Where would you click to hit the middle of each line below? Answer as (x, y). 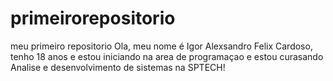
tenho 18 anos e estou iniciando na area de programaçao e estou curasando (167, 56)
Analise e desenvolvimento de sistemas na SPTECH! (118, 67)
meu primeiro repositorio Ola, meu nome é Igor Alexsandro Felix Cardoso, (161, 46)
